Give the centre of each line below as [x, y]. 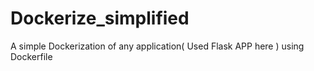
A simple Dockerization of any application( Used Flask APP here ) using [157, 46]
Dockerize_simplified [100, 18]
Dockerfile [31, 56]
